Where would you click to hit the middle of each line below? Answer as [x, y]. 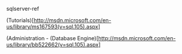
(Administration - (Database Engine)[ [52, 38]
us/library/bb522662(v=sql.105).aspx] [54, 45]
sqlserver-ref [23, 9]
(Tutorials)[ [20, 20]
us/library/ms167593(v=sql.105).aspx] [53, 27]
